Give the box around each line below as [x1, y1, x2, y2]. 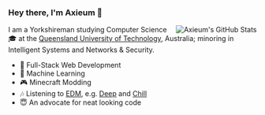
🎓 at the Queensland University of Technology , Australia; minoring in [8, 34, 234, 43]
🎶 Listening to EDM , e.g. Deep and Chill [19, 89, 147, 98]
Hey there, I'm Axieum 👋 [8, 7, 103, 18]
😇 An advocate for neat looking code [19, 98, 142, 107]
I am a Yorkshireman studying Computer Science [8, 25, 167, 35]
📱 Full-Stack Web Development [19, 61, 121, 70]
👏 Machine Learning [19, 69, 85, 78]
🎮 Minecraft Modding [19, 78, 92, 87]
